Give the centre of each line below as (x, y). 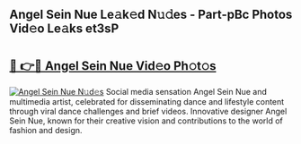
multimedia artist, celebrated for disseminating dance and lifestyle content (147, 102)
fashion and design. (46, 130)
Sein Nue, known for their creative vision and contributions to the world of (146, 121)
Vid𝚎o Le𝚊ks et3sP (64, 29)
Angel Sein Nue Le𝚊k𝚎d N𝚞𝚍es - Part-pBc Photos (151, 15)
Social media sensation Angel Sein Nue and (186, 92)
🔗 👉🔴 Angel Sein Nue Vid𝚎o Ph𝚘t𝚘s (113, 66)
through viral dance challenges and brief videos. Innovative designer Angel (148, 111)
